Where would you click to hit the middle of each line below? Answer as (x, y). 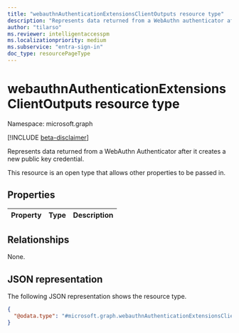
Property (26, 215)
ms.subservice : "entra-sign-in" (55, 47)
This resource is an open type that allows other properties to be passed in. (117, 172)
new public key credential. (46, 159)
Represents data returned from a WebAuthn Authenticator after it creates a (117, 151)
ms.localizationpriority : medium (57, 41)
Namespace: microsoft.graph (50, 123)
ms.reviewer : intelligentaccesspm (59, 34)
